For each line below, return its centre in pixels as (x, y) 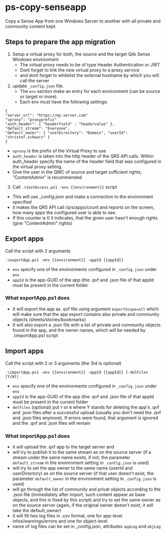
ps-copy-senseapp (46, 7)
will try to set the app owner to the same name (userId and (73, 468)
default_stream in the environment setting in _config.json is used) (81, 463)
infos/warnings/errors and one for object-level (60, 521)
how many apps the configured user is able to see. (64, 212)
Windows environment (35, 59)
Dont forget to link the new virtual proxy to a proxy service (80, 70)
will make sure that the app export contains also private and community (86, 314)
